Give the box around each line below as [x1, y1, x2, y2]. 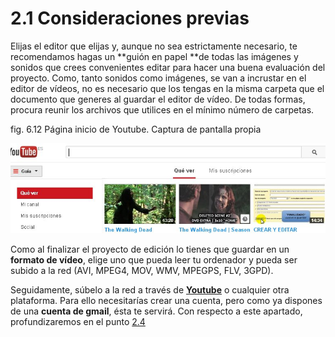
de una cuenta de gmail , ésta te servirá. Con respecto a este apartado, [10, 305, 303, 317]
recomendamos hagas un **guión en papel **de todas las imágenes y [10, 50, 299, 62]
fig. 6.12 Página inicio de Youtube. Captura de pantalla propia [10, 123, 262, 135]
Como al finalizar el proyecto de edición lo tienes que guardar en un [10, 243, 290, 256]
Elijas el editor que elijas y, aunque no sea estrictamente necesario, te [10, 40, 298, 52]
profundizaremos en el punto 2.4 [10, 316, 146, 328]
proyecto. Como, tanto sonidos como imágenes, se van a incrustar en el [10, 72, 307, 84]
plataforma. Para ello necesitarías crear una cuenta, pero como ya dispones [10, 295, 323, 307]
